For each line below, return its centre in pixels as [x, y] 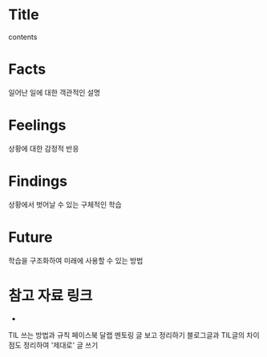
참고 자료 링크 [51, 296]
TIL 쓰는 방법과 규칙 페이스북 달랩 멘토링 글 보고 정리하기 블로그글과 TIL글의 [127, 335]
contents [23, 37]
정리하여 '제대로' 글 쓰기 [61, 345]
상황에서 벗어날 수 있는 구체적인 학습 [65, 204]
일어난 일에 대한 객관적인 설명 [55, 92]
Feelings [37, 125]
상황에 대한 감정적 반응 [44, 148]
